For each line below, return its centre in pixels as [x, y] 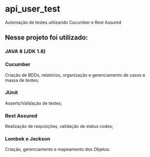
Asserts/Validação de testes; [34, 103]
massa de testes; [22, 80]
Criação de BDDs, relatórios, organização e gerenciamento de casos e [75, 75]
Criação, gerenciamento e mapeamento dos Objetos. [58, 149]
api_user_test [33, 9]
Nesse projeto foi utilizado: [46, 38]
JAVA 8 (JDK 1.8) [25, 51]
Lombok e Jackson [28, 139]
